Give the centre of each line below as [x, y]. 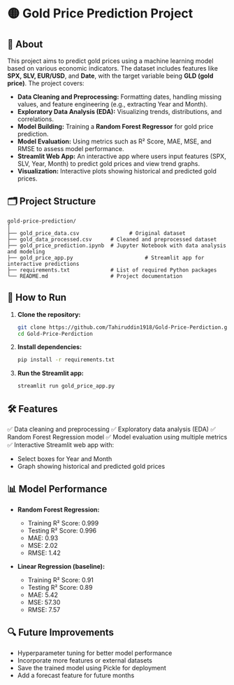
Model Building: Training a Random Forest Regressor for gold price [115, 126]
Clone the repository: [49, 314]
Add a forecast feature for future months [76, 675]
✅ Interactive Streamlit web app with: [61, 444]
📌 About [25, 44]
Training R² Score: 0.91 [61, 580]
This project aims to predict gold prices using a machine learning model [110, 61]
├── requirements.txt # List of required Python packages [112, 270]
